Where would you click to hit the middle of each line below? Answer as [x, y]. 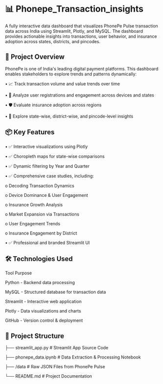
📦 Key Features [30, 132]
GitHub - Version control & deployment [44, 320]
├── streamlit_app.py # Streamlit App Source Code [57, 348]
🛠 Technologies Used [39, 259]
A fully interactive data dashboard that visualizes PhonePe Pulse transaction [82, 26]
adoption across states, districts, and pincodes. [53, 41]
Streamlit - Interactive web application [43, 302]
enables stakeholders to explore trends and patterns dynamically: [71, 74]
